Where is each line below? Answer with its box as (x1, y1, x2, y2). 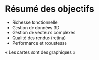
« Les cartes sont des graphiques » (5, 49, 76, 55)
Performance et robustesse (12, 40, 67, 45)
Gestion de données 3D (12, 24, 60, 30)
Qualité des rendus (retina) (12, 35, 66, 41)
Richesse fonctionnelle (12, 19, 58, 25)
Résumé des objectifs (5, 3, 95, 15)
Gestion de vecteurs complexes (12, 30, 76, 35)
